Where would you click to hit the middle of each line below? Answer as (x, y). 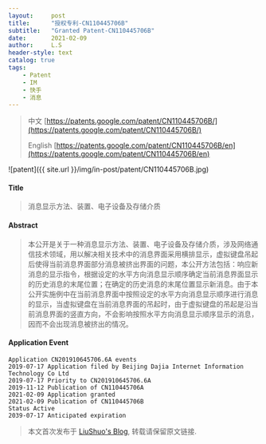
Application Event (39, 343)
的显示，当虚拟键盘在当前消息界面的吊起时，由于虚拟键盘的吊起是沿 (139, 303)
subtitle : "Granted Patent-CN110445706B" (82, 30)
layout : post (37, 16)
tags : (17, 68)
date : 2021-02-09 (48, 38)
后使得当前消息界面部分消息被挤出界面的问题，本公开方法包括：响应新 (143, 264)
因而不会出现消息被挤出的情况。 (80, 323)
